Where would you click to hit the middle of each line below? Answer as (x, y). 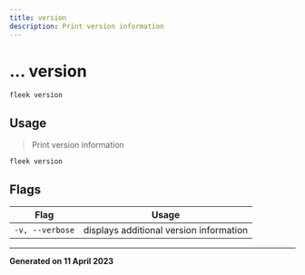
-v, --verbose (44, 231)
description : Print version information (87, 26)
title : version (38, 18)
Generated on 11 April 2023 (62, 261)
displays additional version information (165, 231)
